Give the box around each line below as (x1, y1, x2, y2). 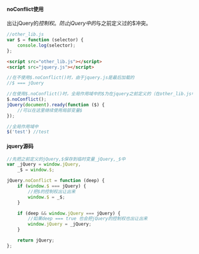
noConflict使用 (6, 5, 44, 12)
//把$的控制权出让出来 (28, 188, 76, 194)
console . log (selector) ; (17, 42, 76, 48)
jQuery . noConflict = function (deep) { (6, 178, 105, 184)
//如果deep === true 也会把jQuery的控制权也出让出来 (28, 216, 148, 222)
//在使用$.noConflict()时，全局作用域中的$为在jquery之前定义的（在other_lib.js (6, 91, 192, 97)
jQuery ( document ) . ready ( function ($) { (6, 102, 105, 108)
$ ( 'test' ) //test (6, 129, 50, 135)
